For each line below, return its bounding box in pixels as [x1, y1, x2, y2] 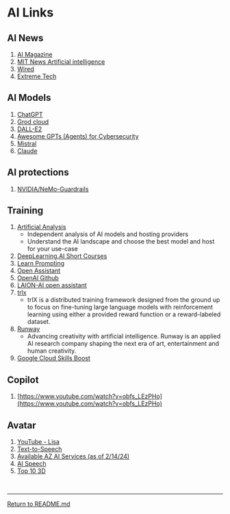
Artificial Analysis [16, 223, 66, 231]
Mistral [16, 139, 37, 148]
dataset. [27, 318, 51, 326]
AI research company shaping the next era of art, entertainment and [27, 340, 220, 348]
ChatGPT [16, 110, 43, 118]
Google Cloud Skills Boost [16, 354, 90, 362]
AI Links [7, 5, 54, 21]
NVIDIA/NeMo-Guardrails [16, 185, 89, 193]
